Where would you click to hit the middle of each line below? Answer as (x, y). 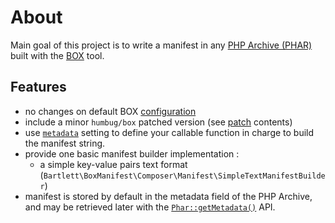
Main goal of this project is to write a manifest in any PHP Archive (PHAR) (161, 45)
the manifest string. (65, 143)
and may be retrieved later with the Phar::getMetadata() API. (150, 207)
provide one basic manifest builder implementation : (132, 153)
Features (38, 87)
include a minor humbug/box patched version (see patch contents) (158, 122)
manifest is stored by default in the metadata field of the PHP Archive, (168, 196)
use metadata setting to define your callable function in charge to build (169, 132)
